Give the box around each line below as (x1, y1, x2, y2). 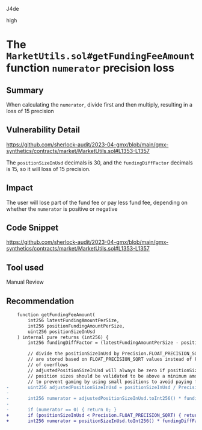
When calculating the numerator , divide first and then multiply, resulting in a (6, 101, 193, 108)
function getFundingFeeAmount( (17, 312, 96, 318)
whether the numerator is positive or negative (6, 205, 118, 213)
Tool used (6, 262, 44, 273)
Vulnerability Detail (6, 125, 80, 135)
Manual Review (6, 278, 44, 285)
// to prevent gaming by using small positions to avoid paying (28, 379, 192, 385)
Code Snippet (6, 223, 59, 233)
